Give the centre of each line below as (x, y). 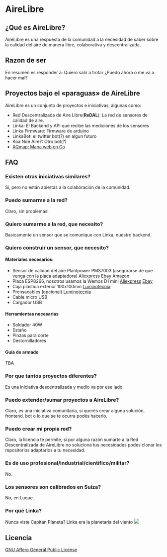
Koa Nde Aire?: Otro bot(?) (40, 141)
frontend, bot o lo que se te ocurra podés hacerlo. (56, 416)
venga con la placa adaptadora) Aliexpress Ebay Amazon (71, 276)
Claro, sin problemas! (27, 211)
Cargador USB (27, 303)
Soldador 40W (27, 325)
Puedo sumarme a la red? (37, 200)
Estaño (19, 330)
